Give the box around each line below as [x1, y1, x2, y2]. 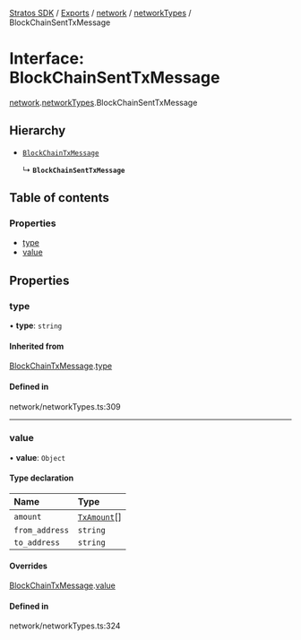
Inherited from [9, 341, 64, 351]
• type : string [9, 320, 63, 331]
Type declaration [9, 472, 74, 483]
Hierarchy [9, 123, 66, 138]
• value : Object [9, 452, 65, 463]
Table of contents [9, 190, 109, 205]
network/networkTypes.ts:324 [9, 620, 121, 631]
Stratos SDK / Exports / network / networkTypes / [9, 8, 192, 18]
